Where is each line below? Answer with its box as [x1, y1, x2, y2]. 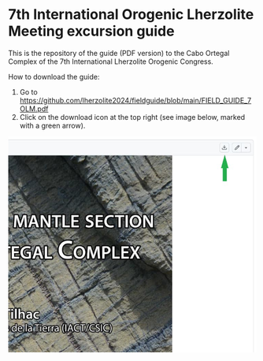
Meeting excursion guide [8, 22, 175, 40]
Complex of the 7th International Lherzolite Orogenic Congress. [8, 57, 214, 66]
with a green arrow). [19, 121, 86, 130]
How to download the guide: [8, 72, 100, 81]
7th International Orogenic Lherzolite [8, 6, 254, 24]
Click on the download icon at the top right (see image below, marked [19, 112, 246, 121]
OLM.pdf [19, 104, 49, 114]
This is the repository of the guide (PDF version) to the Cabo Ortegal [8, 48, 230, 58]
